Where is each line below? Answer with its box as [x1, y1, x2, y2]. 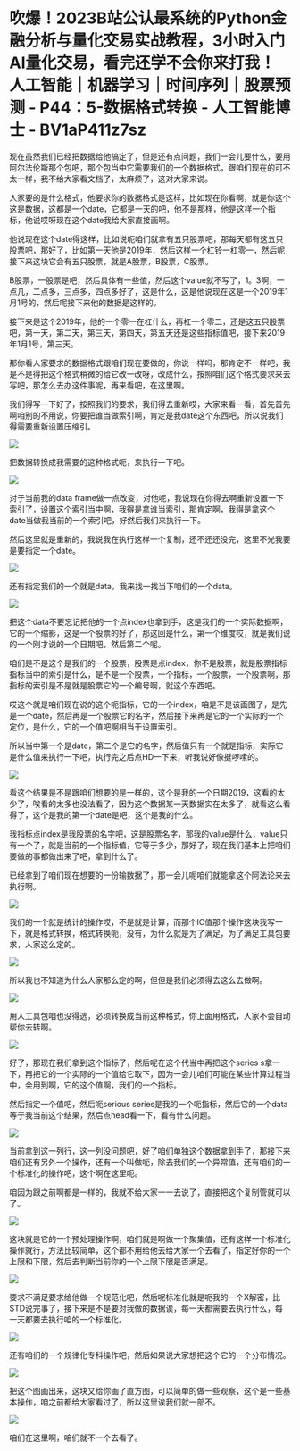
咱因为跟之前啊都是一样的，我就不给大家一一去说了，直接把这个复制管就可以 [9, 1187, 291, 1197]
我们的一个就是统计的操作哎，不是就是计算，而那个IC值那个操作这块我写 [9, 916, 275, 927]
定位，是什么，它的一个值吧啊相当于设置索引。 [9, 721, 181, 732]
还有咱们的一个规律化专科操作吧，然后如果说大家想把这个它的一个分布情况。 [9, 1349, 291, 1360]
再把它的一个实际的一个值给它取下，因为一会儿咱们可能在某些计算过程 [24, 1068, 283, 1079]
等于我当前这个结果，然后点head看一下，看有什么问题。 [9, 1109, 216, 1121]
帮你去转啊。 [9, 1022, 56, 1032]
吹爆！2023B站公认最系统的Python [9, 8, 271, 29]
